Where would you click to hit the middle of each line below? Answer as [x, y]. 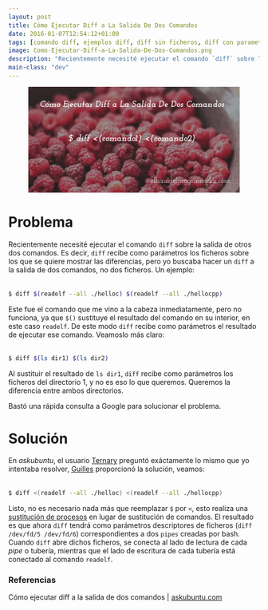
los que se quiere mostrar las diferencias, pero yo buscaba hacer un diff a [131, 261]
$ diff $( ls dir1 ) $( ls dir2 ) [59, 358]
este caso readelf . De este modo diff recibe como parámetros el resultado [132, 326]
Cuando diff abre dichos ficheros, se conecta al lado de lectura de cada [128, 542]
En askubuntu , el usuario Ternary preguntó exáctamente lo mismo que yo [129, 461]
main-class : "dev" [39, 68]
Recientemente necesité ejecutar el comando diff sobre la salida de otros [130, 244]
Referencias [32, 580]
